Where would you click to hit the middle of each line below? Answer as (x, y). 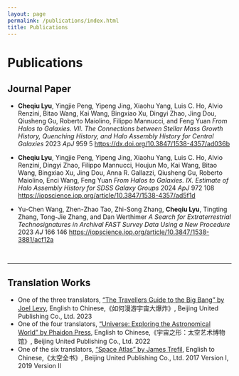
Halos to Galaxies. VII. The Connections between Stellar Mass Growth (120, 128)
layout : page (27, 14)
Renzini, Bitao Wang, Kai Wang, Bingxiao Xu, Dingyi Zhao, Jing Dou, (117, 113)
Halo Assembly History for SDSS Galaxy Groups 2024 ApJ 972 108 (116, 188)
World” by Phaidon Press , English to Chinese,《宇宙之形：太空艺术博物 (121, 332)
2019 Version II (39, 366)
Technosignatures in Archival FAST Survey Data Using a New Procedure (124, 225)
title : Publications (38, 27)
